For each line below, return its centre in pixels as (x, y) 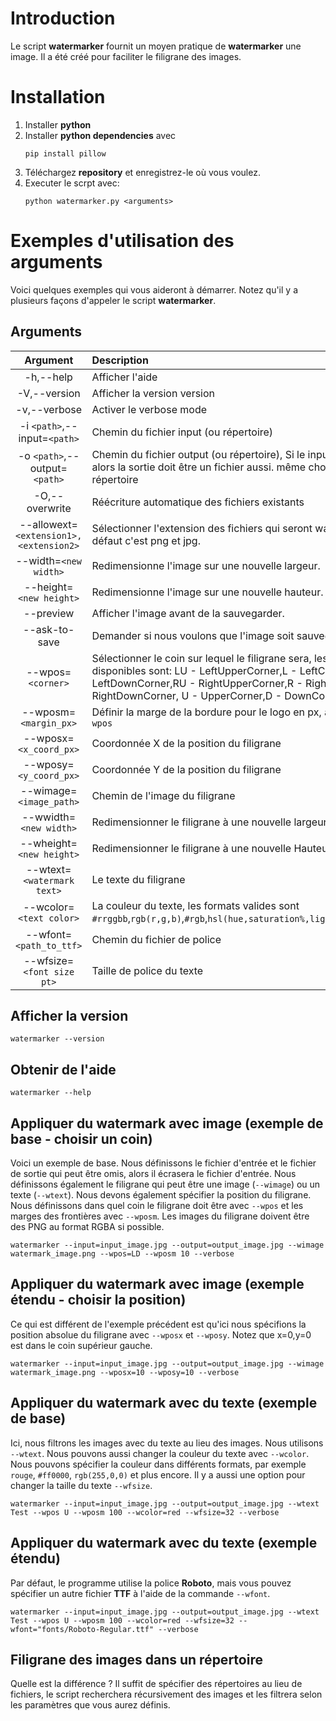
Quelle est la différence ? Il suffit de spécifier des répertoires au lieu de (156, 1684)
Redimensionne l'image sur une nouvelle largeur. (206, 565)
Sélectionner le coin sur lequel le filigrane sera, (201, 658)
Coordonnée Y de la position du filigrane (186, 769)
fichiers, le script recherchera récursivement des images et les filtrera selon (166, 1694)
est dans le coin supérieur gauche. (81, 1345)
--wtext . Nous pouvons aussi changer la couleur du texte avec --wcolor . (160, 1453)
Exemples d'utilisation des (122, 241)
